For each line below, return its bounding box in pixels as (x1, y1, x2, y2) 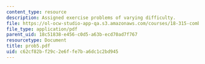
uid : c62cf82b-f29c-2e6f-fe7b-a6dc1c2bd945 (6, 49, 119, 55)
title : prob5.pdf (6, 43, 51, 49)
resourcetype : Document (6, 37, 67, 43)
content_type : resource (6, 9, 67, 15)
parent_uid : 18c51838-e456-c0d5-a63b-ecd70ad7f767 (6, 32, 138, 38)
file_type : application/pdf (6, 26, 78, 32)
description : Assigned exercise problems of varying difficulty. (6, 15, 176, 21)
